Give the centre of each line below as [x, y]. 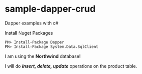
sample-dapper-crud [50, 9]
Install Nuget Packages [29, 33]
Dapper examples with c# [32, 23]
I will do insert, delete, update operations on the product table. [71, 66]
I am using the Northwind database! [43, 56]
